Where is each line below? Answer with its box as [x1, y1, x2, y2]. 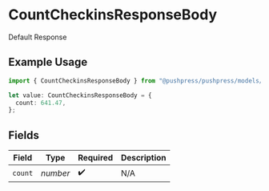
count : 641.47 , [15, 99, 66, 107]
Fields [8, 128, 40, 142]
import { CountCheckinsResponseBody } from [8, 76, 156, 85]
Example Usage [8, 55, 88, 69]
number [40, 167, 70, 178]
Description [120, 152, 167, 164]
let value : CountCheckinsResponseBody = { [8, 91, 152, 100]
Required [77, 152, 114, 164]
